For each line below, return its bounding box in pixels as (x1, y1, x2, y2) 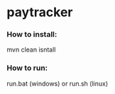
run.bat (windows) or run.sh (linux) (6, 79, 109, 88)
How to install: (6, 30, 57, 40)
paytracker (6, 4, 73, 20)
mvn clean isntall (6, 45, 56, 54)
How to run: (6, 63, 48, 73)
